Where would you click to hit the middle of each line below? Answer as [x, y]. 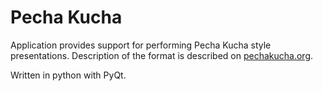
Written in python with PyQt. [68, 75]
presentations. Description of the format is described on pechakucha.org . [162, 55]
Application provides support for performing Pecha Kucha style [141, 45]
